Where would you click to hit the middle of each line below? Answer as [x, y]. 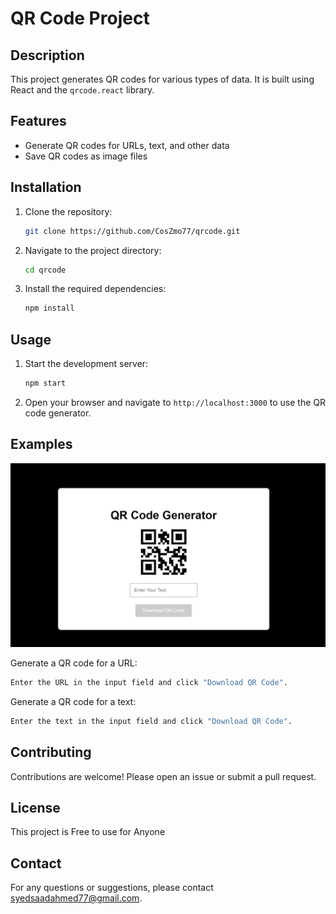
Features [38, 121]
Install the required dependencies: [95, 289]
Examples [41, 444]
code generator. [58, 413]
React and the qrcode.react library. [82, 90]
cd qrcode [45, 270]
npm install [49, 308]
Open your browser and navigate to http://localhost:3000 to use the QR [175, 402]
